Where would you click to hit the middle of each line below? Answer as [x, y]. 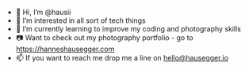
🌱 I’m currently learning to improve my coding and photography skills [128, 29]
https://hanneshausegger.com [65, 49]
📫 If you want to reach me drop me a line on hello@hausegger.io [122, 58]
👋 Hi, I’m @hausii [43, 12]
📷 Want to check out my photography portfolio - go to [104, 38]
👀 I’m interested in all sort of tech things [81, 20]
